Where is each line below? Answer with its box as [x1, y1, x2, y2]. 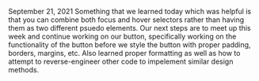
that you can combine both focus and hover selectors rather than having [8, 15, 245, 24]
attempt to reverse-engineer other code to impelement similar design [8, 57, 234, 66]
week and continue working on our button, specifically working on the [8, 31, 237, 41]
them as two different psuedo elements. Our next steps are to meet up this [8, 24, 251, 32]
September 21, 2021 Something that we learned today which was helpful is [8, 7, 252, 16]
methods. [8, 65, 40, 74]
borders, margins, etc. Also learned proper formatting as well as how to [8, 49, 241, 57]
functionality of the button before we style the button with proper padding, [8, 40, 251, 50]
